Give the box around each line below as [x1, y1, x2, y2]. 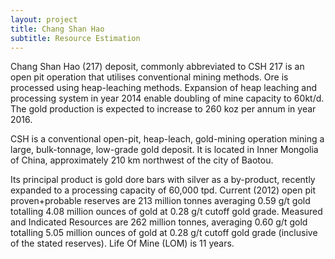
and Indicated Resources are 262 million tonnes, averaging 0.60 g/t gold [10, 216, 308, 228]
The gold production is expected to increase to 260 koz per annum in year [10, 103, 317, 115]
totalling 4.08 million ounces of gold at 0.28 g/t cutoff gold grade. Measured [10, 206, 323, 218]
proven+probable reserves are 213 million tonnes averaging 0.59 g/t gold [10, 195, 311, 207]
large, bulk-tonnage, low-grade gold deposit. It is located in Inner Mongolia [10, 144, 319, 156]
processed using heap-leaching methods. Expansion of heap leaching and [10, 82, 318, 94]
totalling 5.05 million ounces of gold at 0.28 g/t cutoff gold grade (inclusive [10, 227, 318, 239]
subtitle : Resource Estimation [10, 33, 141, 43]
